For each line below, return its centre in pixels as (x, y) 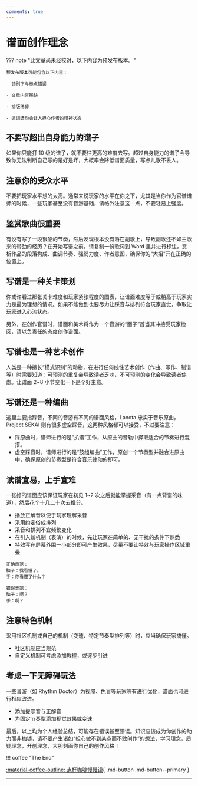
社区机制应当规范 (35, 648)
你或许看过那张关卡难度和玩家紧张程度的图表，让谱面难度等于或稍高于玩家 (96, 297)
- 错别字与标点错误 (27, 84)
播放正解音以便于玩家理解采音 (51, 515)
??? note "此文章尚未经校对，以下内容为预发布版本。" (71, 60)
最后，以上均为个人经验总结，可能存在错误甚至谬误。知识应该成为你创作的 (96, 731)
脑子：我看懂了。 (24, 571)
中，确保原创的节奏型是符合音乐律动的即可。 (69, 459)
